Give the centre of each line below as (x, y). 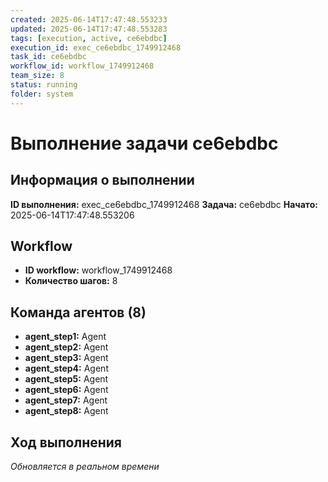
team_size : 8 (37, 76)
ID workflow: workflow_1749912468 (98, 270)
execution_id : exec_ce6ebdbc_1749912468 (96, 47)
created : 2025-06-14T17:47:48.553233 (89, 19)
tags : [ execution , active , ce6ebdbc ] (89, 38)
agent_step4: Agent (66, 368)
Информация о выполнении (102, 180)
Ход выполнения (66, 442)
